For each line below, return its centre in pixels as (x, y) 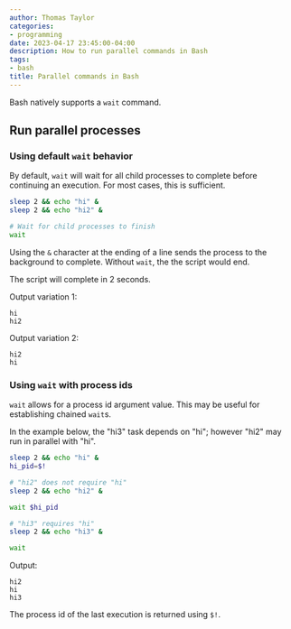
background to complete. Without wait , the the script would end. (130, 262)
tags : (19, 60)
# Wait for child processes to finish (82, 227)
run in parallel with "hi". (53, 441)
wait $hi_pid (34, 507)
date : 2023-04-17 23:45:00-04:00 (72, 43)
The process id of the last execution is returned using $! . (115, 615)
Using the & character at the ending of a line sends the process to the (138, 252)
